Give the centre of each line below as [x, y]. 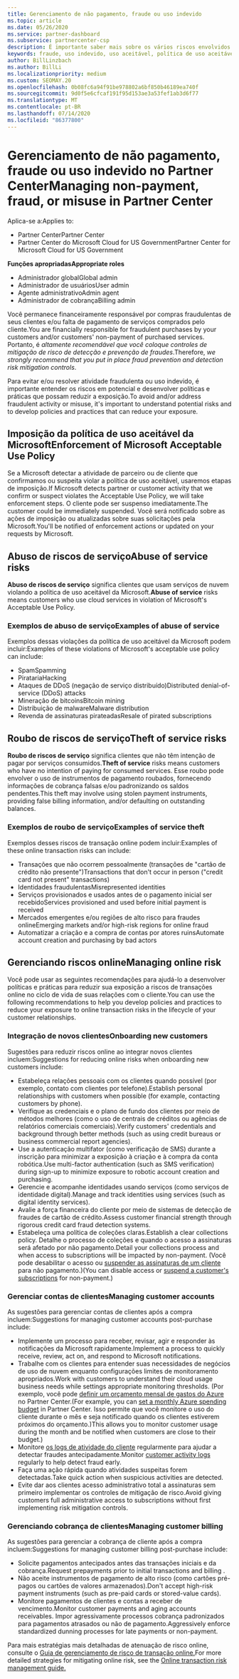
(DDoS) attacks [64, 693]
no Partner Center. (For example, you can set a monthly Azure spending [122, 1401]
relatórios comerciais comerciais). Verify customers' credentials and [117, 1126]
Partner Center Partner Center [61, 235]
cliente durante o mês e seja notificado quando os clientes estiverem [118, 1417]
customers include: [36, 1067]
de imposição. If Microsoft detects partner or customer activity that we [110, 488]
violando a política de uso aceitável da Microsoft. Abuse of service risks [113, 593]
